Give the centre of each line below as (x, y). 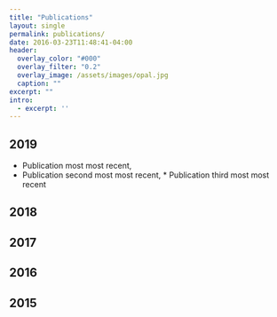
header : (24, 51)
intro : (21, 100)
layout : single (37, 26)
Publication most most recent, (77, 166)
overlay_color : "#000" (59, 59)
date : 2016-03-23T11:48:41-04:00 (71, 42)
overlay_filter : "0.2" (59, 67)
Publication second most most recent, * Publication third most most (146, 175)
